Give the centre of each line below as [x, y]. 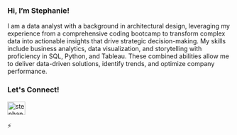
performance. [27, 71]
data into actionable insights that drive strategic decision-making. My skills [116, 41]
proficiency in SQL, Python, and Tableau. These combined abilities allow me [118, 56]
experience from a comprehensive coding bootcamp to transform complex [116, 33]
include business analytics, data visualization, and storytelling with [105, 49]
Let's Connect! [33, 90]
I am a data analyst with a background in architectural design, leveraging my [119, 26]
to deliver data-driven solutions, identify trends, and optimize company [111, 64]
